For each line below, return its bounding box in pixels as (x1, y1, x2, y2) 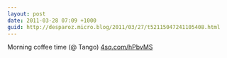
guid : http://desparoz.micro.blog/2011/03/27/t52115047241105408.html (7, 23, 221, 30)
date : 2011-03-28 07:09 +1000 (7, 17, 97, 24)
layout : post (7, 10, 46, 18)
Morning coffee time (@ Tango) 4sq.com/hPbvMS (7, 43, 153, 52)
